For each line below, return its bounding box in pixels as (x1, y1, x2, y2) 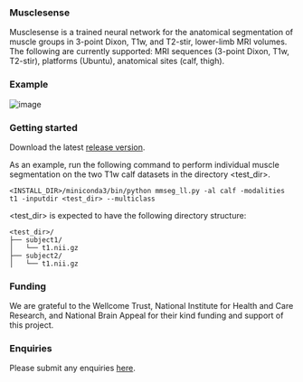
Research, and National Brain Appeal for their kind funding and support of (9, 310, 284, 321)
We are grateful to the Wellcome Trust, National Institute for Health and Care (9, 301, 294, 312)
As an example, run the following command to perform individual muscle (9, 159, 280, 170)
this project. (9, 320, 54, 331)
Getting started (9, 121, 79, 134)
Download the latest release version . (9, 142, 146, 153)
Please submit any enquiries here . (9, 363, 136, 374)
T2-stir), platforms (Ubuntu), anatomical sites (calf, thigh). (9, 56, 225, 67)
